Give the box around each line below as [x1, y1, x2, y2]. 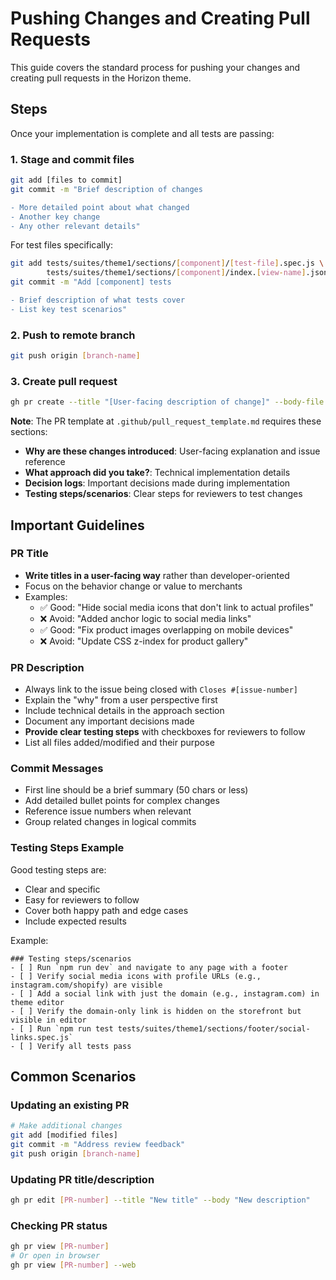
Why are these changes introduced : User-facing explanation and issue [24, 445, 321, 457]
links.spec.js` [10, 1032, 74, 1042]
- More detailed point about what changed [10, 202, 190, 212]
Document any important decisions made [24, 715, 195, 727]
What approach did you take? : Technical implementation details [24, 467, 291, 479]
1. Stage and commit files [10, 152, 135, 166]
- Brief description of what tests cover [10, 295, 186, 306]
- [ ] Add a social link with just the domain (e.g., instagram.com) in [10, 988, 320, 999]
